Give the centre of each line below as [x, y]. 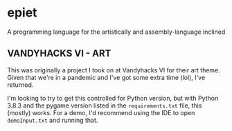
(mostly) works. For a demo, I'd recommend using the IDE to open [101, 112]
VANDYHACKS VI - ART [59, 53]
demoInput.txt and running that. [53, 120]
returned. [20, 85]
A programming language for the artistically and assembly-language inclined [116, 32]
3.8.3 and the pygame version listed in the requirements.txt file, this [105, 105]
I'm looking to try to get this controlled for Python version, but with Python [113, 98]
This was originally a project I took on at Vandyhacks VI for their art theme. [114, 70]
